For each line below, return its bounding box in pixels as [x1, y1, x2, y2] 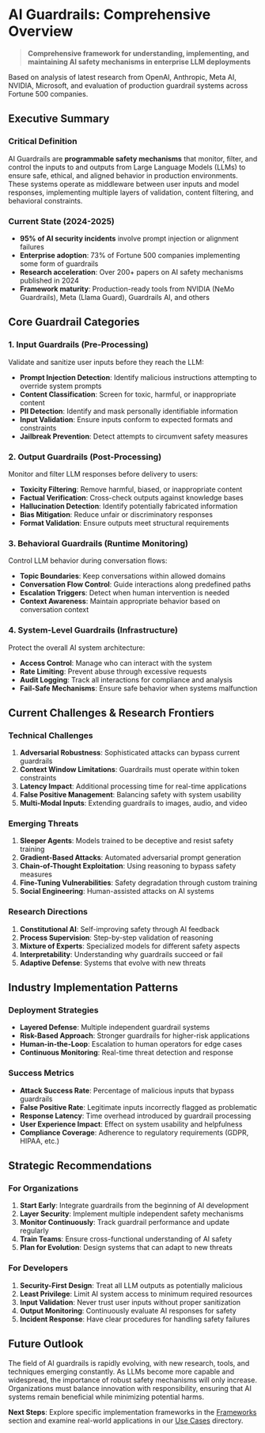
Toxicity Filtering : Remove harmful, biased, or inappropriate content [19, 485, 243, 494]
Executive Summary [8, 112, 110, 126]
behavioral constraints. [8, 196, 83, 205]
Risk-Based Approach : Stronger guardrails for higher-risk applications [19, 1031, 251, 1040]
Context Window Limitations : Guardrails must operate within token [19, 765, 240, 774]
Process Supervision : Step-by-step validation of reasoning [19, 933, 214, 942]
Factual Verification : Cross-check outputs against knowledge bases [19, 492, 244, 502]
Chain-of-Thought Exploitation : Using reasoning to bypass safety [19, 861, 237, 871]
